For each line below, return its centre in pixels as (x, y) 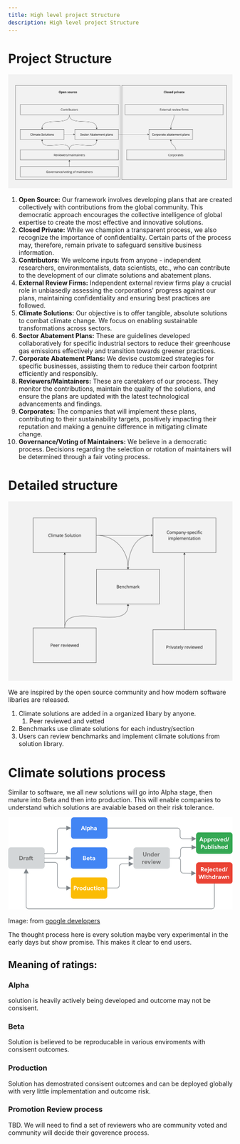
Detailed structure (63, 486)
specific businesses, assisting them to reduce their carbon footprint (118, 366)
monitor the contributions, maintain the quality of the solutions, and (117, 389)
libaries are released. (39, 700)
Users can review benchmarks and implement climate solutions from (119, 736)
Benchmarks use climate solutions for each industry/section (106, 729)
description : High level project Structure (74, 22)
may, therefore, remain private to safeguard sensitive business (110, 245)
